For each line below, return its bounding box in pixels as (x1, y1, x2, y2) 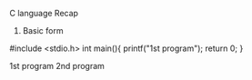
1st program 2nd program (9, 61, 105, 71)
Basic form (22, 25, 64, 35)
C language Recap (9, 8, 79, 18)
